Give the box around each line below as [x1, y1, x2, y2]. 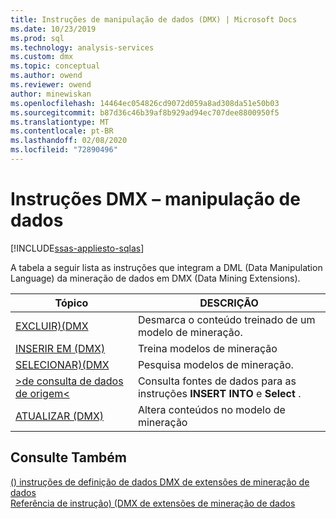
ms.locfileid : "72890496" [10, 145, 118, 155]
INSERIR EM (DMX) [15, 341, 106, 355]
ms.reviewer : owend [10, 80, 92, 90]
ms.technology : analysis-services [10, 42, 155, 53]
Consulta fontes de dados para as [137, 374, 297, 388]
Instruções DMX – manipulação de [10, 188, 301, 211]
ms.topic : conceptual [10, 61, 101, 71]
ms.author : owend [10, 71, 83, 81]
